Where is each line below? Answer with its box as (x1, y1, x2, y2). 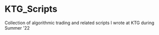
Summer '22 (4, 25, 30, 31)
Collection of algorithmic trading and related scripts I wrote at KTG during (4, 20, 155, 26)
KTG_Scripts (4, 3, 57, 15)
